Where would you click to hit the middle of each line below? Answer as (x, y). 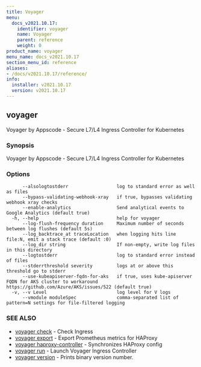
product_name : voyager (35, 51)
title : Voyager (25, 12)
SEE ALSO (21, 318)
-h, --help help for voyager (86, 218)
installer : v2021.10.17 (41, 85)
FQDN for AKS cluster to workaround (52, 282)
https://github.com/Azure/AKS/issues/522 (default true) (79, 287)
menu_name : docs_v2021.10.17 (43, 57)
